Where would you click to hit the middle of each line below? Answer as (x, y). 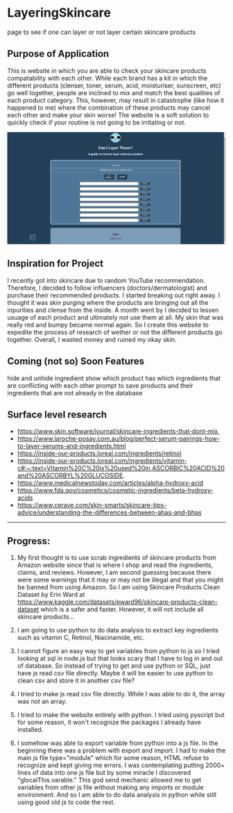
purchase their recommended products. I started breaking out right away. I (114, 295)
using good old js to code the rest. (66, 802)
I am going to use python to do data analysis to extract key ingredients (118, 630)
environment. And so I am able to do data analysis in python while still (117, 795)
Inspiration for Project (55, 264)
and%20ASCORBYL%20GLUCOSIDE (70, 476)
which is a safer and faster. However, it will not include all (122, 609)
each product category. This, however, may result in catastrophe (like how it (116, 100)
